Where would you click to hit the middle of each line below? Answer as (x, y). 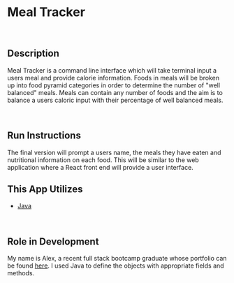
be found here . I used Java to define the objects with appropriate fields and (116, 266)
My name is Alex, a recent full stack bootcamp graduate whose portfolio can (117, 259)
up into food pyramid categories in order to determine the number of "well (114, 85)
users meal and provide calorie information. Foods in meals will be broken (114, 78)
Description (33, 53)
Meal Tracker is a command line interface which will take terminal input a (112, 70)
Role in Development (53, 241)
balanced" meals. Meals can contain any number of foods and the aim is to (115, 92)
